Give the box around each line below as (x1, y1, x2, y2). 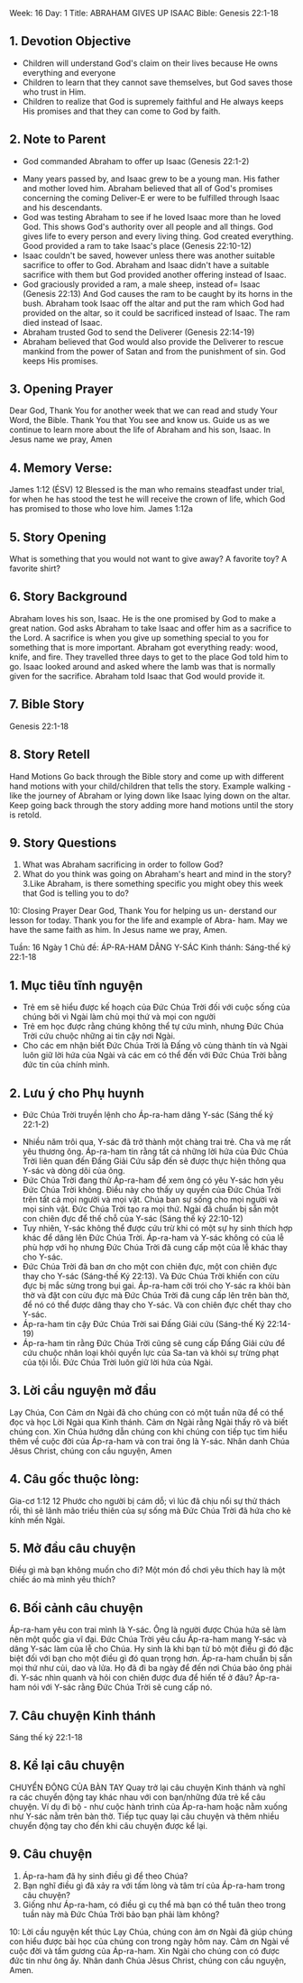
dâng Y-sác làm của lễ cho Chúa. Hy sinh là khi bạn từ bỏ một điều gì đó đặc (9, 1644, 294, 1655)
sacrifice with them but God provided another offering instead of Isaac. (22, 269, 287, 280)
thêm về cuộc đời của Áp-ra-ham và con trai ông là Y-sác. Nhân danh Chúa (9, 1435, 290, 1446)
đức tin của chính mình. (22, 1059, 110, 1070)
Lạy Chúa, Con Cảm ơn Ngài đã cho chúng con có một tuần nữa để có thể (9, 1407, 284, 1417)
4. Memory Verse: (9, 460, 113, 475)
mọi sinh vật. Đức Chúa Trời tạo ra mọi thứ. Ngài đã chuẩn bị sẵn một (22, 1204, 280, 1214)
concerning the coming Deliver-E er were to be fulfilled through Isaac (22, 192, 280, 203)
